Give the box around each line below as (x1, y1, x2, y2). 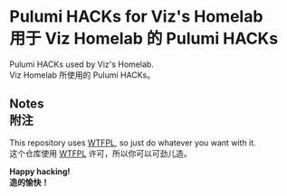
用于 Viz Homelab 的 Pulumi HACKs (9, 29, 279, 49)
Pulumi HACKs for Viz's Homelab (9, 6, 263, 27)
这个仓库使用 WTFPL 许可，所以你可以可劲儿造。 (9, 147, 192, 159)
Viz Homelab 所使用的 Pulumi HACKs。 (9, 70, 156, 80)
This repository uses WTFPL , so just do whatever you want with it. (9, 137, 256, 148)
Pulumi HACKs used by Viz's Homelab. (9, 59, 154, 70)
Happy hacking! (9, 165, 71, 177)
